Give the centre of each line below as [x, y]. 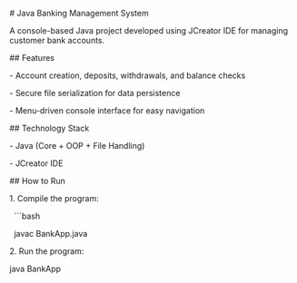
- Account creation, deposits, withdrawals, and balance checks [128, 75]
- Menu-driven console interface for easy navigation [107, 111]
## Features [32, 58]
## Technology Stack [49, 128]
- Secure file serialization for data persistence [95, 93]
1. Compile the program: [54, 198]
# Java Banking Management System [79, 13]
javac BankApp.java [50, 234]
